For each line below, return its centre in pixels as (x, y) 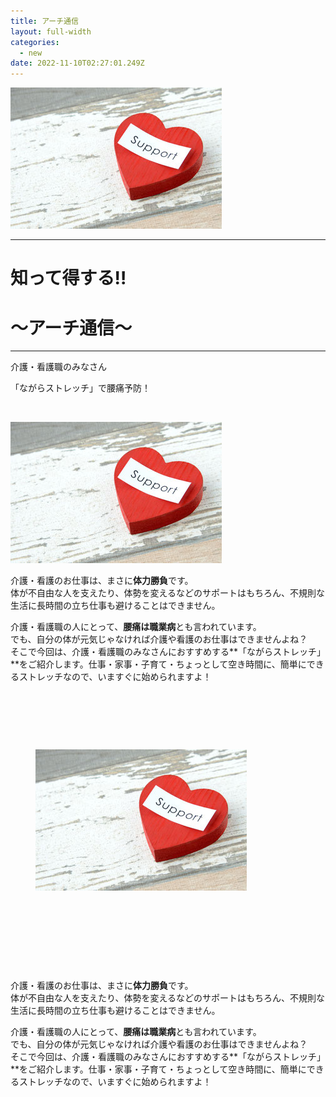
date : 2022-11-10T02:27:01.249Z (77, 63)
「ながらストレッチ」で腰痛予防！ (80, 388)
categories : (35, 42)
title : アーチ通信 (44, 21)
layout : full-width (51, 31)
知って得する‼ (68, 278)
